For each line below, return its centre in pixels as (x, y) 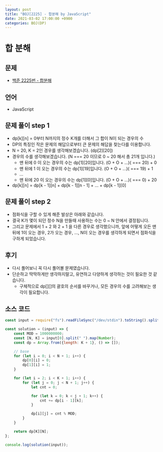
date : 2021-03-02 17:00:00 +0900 (39, 18)
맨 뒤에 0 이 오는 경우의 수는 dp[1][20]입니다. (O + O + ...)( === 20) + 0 (88, 162)
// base (21, 351)
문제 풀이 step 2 (28, 202)
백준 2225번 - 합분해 (32, 81)
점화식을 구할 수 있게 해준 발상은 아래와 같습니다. (58, 214)
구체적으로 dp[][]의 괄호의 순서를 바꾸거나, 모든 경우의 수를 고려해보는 (85, 286)
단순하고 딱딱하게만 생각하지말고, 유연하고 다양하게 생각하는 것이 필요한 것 (82, 274)
